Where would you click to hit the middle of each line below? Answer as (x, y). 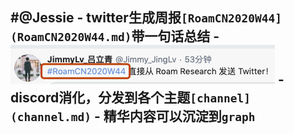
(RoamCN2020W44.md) (71, 37)
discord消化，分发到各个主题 (100, 98)
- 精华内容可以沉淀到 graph (174, 116)
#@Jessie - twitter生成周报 (96, 18)
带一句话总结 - (175, 36)
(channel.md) (51, 117)
